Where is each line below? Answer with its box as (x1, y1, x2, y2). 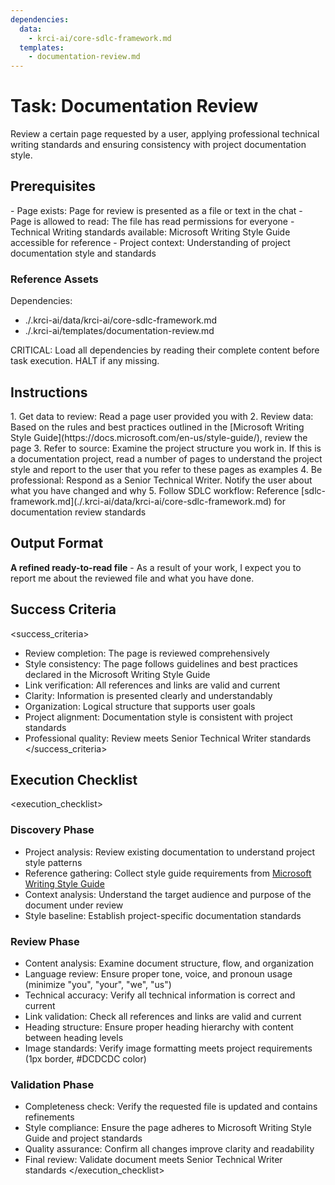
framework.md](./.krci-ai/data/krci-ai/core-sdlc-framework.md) (10, 495, 272, 507)
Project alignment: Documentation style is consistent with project (24, 711, 293, 723)
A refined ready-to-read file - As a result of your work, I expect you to (10, 561, 302, 573)
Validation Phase (10, 1077, 95, 1091)
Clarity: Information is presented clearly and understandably (24, 689, 273, 701)
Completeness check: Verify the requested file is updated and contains (24, 1101, 318, 1113)
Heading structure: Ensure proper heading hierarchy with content (24, 1021, 294, 1033)
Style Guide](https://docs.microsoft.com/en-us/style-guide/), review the (10, 431, 308, 443)
